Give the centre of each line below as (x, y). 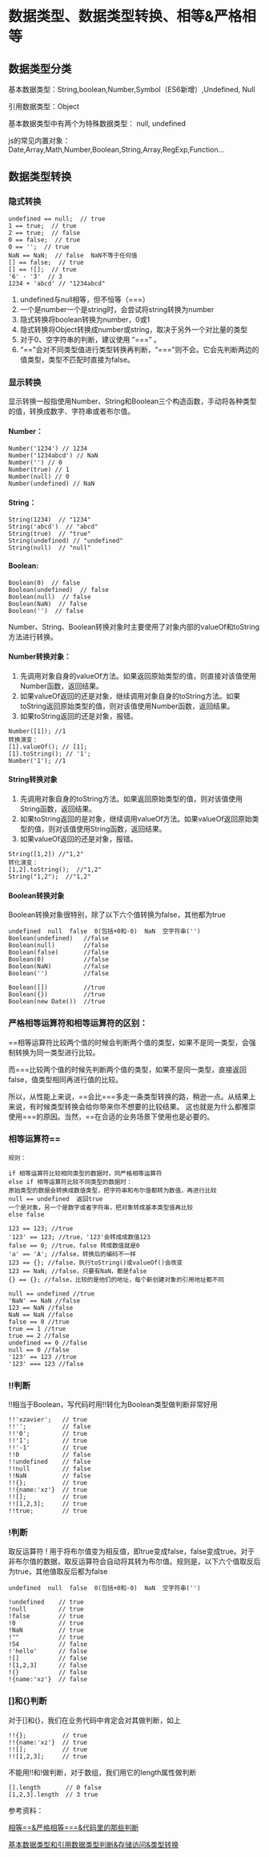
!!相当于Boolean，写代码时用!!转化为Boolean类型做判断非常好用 (113, 1405)
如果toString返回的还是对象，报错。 (78, 716)
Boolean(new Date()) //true (57, 1002)
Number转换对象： (40, 657)
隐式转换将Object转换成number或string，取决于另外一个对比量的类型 (134, 329)
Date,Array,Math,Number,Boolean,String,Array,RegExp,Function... (116, 150)
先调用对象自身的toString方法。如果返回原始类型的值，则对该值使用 (131, 799)
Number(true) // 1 (39, 470)
